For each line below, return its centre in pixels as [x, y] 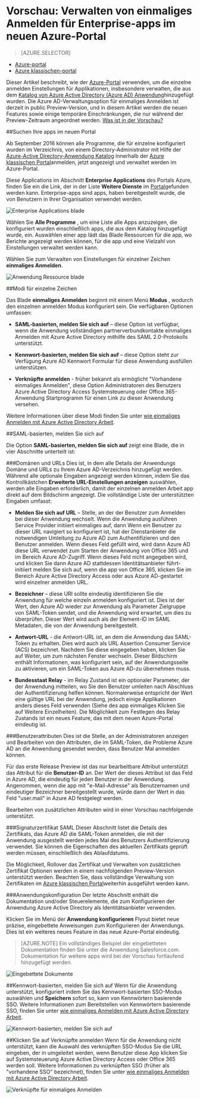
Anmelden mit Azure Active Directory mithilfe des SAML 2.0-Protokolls [101, 337]
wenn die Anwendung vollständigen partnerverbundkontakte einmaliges [103, 330]
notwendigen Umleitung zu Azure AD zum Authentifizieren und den [97, 538]
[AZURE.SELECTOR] [46, 52]
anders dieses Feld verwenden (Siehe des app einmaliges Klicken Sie [100, 705]
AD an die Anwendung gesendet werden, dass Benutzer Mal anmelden [93, 748]
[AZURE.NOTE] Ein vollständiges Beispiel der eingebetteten [93, 943]
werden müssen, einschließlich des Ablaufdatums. [68, 852]
